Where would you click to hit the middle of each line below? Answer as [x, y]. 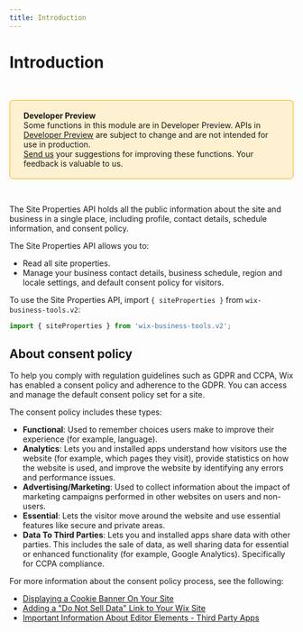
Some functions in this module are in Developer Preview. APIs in [142, 125]
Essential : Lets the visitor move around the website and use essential [151, 516]
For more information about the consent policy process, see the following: [147, 582]
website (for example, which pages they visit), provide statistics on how [156, 458]
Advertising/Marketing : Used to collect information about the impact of [156, 487]
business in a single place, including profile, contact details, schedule [138, 218]
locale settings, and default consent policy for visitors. [123, 282]
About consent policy [71, 354]
